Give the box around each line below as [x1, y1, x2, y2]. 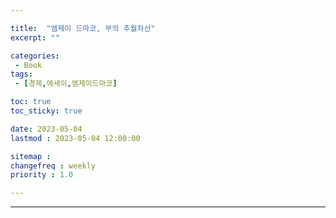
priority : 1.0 [10, 170, 74, 180]
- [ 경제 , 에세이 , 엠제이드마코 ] [14, 79, 118, 89]
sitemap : [10, 151, 52, 161]
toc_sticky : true [10, 106, 83, 116]
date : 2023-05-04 [10, 124, 83, 134]
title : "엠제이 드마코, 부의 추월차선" [10, 23, 156, 33]
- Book [14, 60, 43, 70]
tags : [10, 69, 33, 80]
